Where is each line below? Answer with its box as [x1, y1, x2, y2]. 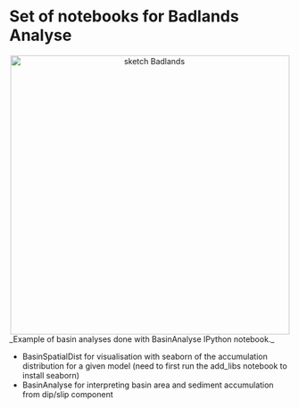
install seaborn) [21, 370, 80, 380]
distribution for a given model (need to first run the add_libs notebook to [21, 360, 287, 371]
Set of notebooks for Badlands [9, 6, 239, 27]
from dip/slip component [21, 388, 113, 399]
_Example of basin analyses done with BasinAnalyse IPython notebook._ [9, 333, 275, 345]
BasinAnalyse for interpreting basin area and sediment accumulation [21, 379, 274, 390]
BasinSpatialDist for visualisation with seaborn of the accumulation [21, 351, 268, 362]
